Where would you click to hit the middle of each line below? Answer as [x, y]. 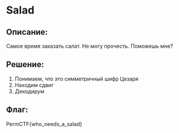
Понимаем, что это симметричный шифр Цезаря [77, 79]
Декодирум [29, 91]
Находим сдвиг [34, 85]
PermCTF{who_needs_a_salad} [44, 124]
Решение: [25, 64]
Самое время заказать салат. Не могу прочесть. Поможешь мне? [89, 46]
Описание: [27, 32]
